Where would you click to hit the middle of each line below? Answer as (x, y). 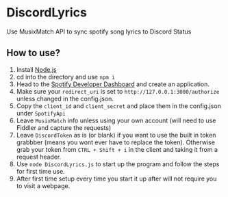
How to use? (34, 53)
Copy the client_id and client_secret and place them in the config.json (119, 106)
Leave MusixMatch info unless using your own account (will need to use (116, 120)
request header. (39, 157)
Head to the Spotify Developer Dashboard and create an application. (113, 84)
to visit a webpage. (43, 185)
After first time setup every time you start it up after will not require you (116, 179)
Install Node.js (36, 69)
